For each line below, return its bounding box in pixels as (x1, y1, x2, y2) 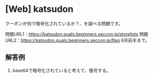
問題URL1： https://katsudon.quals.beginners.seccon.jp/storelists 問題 (5, 31, 148, 37)
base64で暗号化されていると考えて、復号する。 (12, 67, 111, 73)
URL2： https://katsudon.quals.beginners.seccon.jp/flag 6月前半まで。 (5, 37, 150, 43)
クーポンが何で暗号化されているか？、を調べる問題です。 (5, 20, 123, 26)
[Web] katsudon (5, 3, 73, 15)
